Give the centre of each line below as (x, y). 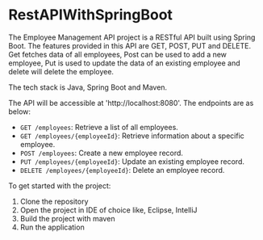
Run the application (52, 227)
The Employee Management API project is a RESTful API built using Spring (132, 37)
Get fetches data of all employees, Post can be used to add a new (118, 54)
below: (19, 112)
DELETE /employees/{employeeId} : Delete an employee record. (122, 170)
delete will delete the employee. (61, 71)
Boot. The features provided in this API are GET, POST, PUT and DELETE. (130, 45)
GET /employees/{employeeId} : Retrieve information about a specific (132, 136)
